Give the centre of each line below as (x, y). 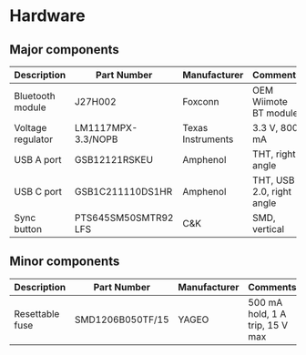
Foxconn (200, 101)
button (28, 229)
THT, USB (273, 180)
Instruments (208, 139)
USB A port (38, 160)
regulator (33, 139)
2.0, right (272, 192)
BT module (275, 113)
